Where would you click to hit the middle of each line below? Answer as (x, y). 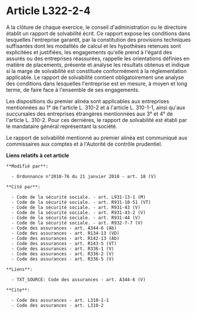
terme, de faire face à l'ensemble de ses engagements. (73, 90)
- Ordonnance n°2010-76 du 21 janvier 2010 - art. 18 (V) (84, 176)
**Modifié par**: (27, 166)
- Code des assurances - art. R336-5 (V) (63, 259)
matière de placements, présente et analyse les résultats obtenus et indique (98, 65)
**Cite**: (18, 290)
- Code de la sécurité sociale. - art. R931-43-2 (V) (79, 212)
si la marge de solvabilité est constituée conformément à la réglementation (96, 71)
